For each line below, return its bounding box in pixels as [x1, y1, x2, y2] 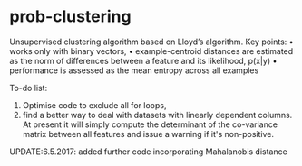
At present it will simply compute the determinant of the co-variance [22, 119, 278, 130]
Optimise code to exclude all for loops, [22, 99, 167, 110]
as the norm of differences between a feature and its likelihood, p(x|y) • [9, 55, 278, 66]
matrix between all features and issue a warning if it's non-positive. [22, 128, 275, 139]
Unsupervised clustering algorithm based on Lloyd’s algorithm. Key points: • [9, 36, 294, 47]
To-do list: [9, 82, 48, 93]
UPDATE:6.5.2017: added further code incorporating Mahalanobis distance [9, 146, 287, 157]
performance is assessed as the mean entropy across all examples [9, 65, 259, 76]
